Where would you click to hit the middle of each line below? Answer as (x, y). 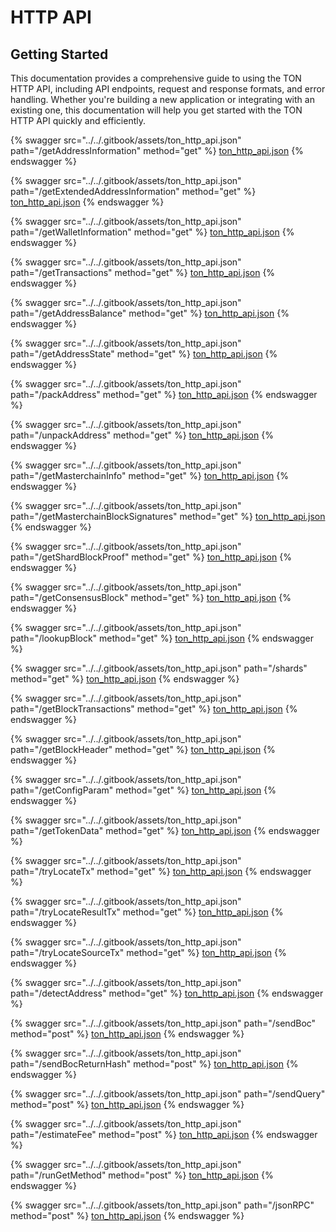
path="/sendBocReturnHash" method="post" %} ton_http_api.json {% (154, 1064)
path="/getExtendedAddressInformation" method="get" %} (133, 191)
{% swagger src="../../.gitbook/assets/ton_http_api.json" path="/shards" (159, 668)
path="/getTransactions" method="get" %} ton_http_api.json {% (143, 272)
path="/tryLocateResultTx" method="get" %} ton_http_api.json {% (147, 912)
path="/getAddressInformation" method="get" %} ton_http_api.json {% (157, 150)
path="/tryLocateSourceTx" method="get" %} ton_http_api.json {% (148, 952)
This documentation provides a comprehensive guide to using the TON (156, 78)
